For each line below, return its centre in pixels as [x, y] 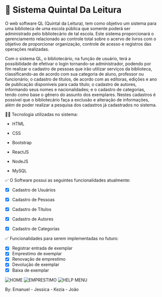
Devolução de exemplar [36, 264]
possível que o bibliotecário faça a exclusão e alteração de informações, [77, 99]
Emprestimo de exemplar [37, 254]
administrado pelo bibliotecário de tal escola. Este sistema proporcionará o [79, 33]
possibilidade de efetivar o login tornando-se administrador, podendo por [78, 64]
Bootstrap [22, 142]
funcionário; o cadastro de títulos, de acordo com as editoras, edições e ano [81, 79]
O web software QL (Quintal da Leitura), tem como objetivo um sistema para [81, 23]
